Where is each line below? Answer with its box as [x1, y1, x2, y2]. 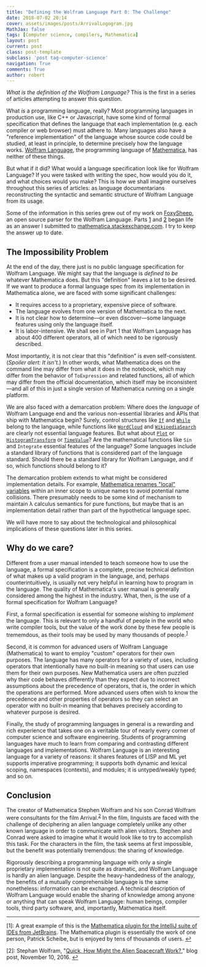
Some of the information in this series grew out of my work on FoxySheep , [6, 210, 194, 217]
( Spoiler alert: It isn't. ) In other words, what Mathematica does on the [6, 359, 181, 366]
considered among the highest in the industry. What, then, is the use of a [6, 591, 191, 599]
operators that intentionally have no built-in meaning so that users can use [6, 662, 194, 670]
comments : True [6, 66, 45, 73]
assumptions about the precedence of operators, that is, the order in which [6, 682, 196, 689]
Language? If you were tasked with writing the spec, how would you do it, [6, 172, 193, 179]
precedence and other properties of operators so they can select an [6, 695, 178, 703]
